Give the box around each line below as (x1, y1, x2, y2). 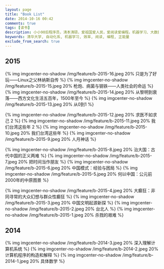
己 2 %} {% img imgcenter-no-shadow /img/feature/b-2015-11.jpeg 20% (5, 118, 150, 124)
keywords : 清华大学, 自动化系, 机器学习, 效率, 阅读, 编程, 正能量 (5, 35, 130, 40)
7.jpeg (5, 158, 17, 164)
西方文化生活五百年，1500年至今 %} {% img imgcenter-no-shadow (18, 95, 153, 101)
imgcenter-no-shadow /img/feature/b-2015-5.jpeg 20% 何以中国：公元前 (5, 171, 152, 177)
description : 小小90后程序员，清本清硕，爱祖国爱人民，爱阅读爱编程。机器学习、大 (5, 30, 154, 35)
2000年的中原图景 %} (5, 177, 49, 183)
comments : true (5, 21, 36, 26)
